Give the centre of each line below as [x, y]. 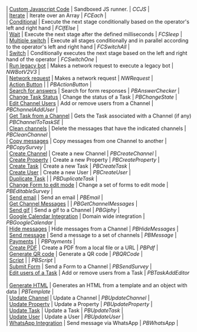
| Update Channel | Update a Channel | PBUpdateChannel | [78, 298]
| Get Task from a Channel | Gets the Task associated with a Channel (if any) [99, 116]
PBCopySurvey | [26, 147]
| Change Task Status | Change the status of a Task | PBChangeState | [92, 97]
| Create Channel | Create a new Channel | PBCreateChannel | [82, 153]
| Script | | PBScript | [31, 260]
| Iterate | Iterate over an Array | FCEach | [56, 15]
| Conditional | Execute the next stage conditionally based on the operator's [98, 22]
